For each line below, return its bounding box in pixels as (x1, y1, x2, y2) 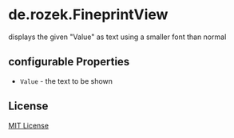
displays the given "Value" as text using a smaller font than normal (8, 32, 227, 41)
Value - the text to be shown (19, 76, 113, 85)
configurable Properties (8, 55, 130, 69)
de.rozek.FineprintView (8, 6, 169, 24)
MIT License (8, 120, 50, 130)
